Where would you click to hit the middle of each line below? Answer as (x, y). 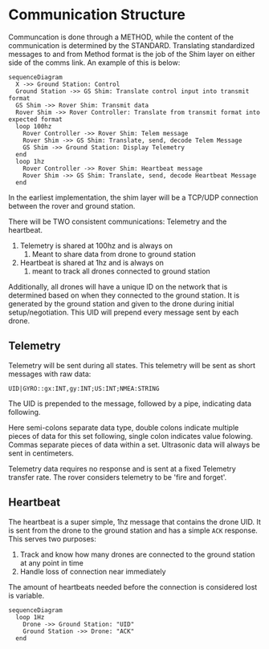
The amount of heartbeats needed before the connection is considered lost (133, 586)
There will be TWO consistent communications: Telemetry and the (118, 221)
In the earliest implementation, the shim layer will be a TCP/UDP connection (133, 197)
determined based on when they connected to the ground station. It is (124, 295)
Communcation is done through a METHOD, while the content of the (121, 37)
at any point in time (52, 562)
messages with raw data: (50, 374)
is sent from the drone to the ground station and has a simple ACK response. (133, 530)
